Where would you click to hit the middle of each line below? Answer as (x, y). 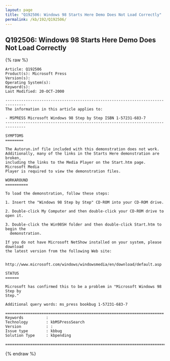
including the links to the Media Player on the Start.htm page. (75, 163)
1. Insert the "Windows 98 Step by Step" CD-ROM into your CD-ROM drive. (85, 203)
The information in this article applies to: (54, 110)
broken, (13, 158)
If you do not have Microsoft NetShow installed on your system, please (83, 242)
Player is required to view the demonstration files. (63, 171)
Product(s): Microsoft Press (36, 74)
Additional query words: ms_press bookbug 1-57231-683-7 (67, 305)
